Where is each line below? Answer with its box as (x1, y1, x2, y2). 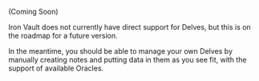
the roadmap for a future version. (8, 31, 118, 40)
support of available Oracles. (8, 63, 104, 73)
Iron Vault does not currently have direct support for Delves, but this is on (8, 22, 251, 31)
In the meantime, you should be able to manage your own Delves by (8, 47, 233, 55)
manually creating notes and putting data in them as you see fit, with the (8, 55, 247, 64)
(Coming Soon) (8, 7, 59, 16)
